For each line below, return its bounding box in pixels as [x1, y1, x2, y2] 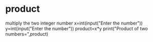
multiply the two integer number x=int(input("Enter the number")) [5, 20, 143, 26]
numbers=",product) [5, 31, 49, 37]
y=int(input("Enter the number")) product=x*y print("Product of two [5, 25, 148, 31]
